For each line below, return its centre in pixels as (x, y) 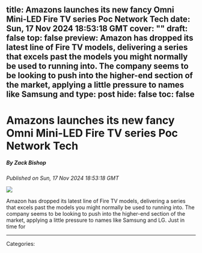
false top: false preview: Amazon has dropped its (100, 38)
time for (16, 226)
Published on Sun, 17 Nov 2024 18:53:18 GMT (63, 178)
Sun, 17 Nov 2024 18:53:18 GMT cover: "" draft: (97, 29)
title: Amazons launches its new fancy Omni (90, 10)
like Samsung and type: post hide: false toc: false (100, 95)
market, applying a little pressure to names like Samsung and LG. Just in (96, 220)
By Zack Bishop (26, 163)
